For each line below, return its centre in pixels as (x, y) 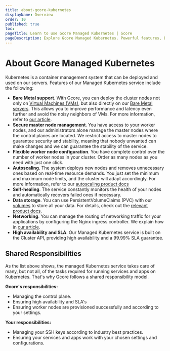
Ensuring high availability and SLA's (50, 301)
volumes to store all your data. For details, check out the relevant (80, 205)
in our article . (26, 227)
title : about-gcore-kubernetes (38, 10)
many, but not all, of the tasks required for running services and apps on (80, 271)
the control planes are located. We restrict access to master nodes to (84, 135)
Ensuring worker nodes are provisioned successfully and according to (86, 307)
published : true (22, 24)
